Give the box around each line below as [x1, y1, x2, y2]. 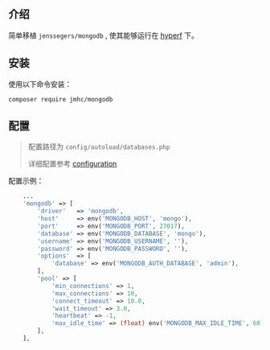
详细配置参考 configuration [27, 159, 117, 169]
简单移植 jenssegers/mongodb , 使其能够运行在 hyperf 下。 [8, 31, 198, 40]
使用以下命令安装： [8, 79, 72, 89]
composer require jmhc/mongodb [8, 95, 113, 103]
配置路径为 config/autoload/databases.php [27, 142, 170, 151]
